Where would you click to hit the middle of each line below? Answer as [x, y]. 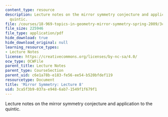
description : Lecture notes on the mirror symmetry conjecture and [77, 15]
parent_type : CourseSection [34, 71]
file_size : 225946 [24, 29]
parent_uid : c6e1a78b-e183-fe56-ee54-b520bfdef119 [59, 75]
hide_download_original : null [37, 43]
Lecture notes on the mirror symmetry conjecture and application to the [79, 103]
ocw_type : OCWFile [24, 61]
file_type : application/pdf [34, 33]
